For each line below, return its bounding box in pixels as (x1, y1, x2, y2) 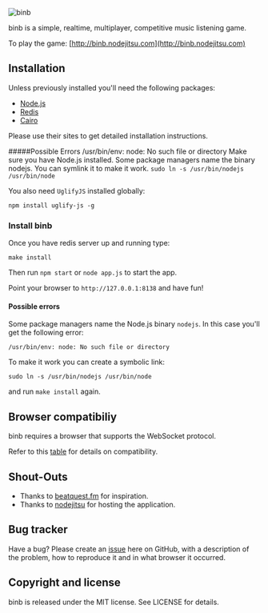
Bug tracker (8, 523, 68, 536)
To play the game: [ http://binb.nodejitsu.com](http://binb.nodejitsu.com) (8, 38, 246, 48)
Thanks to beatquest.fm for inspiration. (19, 491, 149, 500)
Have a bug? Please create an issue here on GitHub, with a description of (8, 544, 250, 554)
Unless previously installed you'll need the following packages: (8, 82, 216, 92)
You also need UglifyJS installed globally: (8, 186, 146, 195)
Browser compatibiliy (8, 410, 118, 423)
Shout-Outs (8, 470, 68, 483)
